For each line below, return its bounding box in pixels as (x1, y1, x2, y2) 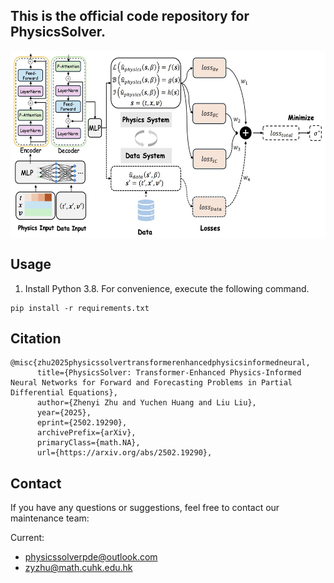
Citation (10, 330, 62, 348)
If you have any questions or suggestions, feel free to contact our (10, 502, 280, 514)
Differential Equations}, (10, 388, 118, 398)
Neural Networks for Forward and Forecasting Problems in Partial (10, 378, 293, 388)
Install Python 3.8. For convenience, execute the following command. (24, 282, 310, 294)
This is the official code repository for (10, 8, 250, 25)
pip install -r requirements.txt (10, 303, 150, 313)
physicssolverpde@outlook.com (24, 551, 158, 563)
